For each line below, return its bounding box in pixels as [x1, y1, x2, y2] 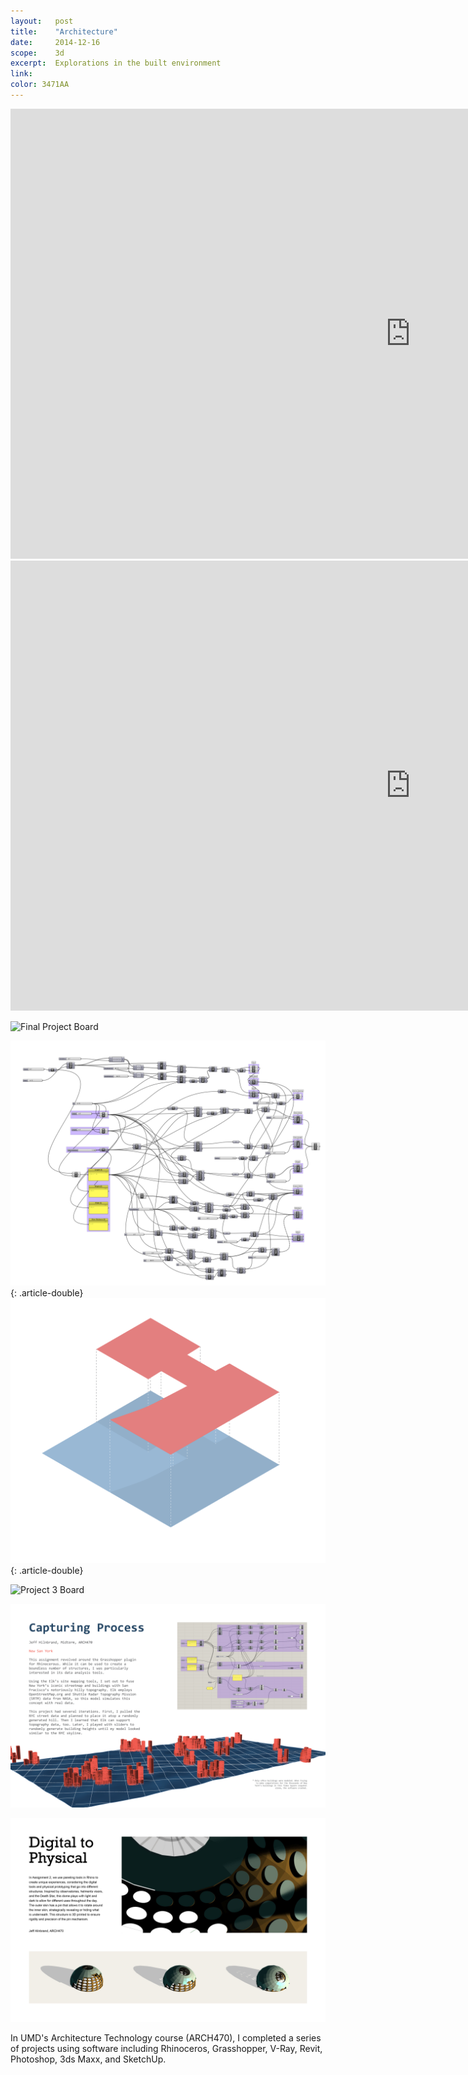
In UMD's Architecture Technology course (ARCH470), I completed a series [10, 2032, 322, 2044]
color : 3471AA [10, 80, 70, 90]
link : [10, 69, 33, 79]
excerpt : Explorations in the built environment [10, 58, 222, 69]
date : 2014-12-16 [10, 37, 101, 47]
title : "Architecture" [10, 26, 118, 37]
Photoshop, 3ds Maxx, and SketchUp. [10, 2053, 167, 2065]
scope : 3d [10, 48, 65, 58]
